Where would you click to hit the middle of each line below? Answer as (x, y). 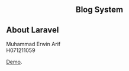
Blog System (99, 10)
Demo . (14, 62)
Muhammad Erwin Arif (33, 44)
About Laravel (33, 30)
